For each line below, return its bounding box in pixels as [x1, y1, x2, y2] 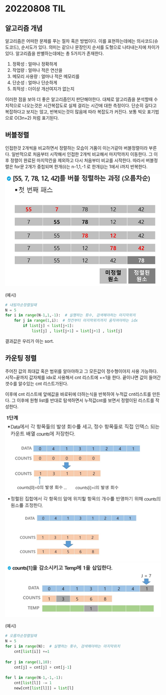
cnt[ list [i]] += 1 [14, 649, 50, 654]
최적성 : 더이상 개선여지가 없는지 [12, 86, 75, 92]
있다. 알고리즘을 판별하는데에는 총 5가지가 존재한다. [5, 51, 104, 56]
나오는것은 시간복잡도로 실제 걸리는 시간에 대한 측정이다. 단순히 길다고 [22, 103, 157, 108]
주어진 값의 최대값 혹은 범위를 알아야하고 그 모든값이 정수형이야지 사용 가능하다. [5, 368, 158, 374]
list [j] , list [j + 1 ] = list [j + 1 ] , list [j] [31, 328, 123, 334]
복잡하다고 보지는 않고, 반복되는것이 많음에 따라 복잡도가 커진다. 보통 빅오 [5, 109, 146, 115]
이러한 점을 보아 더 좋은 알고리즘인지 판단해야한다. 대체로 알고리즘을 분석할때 [5, 96, 153, 102]
